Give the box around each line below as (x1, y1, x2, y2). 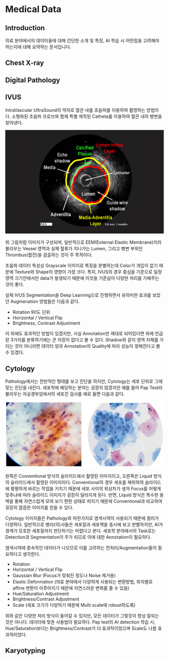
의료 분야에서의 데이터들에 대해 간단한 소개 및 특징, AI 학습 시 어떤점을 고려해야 (5, 38, 159, 43)
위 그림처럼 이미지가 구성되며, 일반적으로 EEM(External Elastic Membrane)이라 (5, 239, 162, 245)
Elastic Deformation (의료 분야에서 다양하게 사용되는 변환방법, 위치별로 (12, 578, 153, 584)
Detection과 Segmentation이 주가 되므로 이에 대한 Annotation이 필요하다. (5, 534, 152, 540)
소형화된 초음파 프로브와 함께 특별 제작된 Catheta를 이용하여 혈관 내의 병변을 (12, 113, 162, 119)
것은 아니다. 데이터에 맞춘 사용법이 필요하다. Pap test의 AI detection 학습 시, (5, 619, 155, 625)
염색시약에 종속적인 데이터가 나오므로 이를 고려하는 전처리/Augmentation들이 (5, 545, 157, 551)
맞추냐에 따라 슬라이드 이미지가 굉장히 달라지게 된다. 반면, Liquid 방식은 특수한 (5, 492, 158, 498)
